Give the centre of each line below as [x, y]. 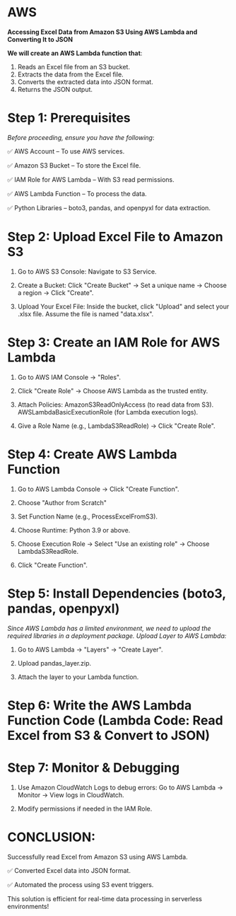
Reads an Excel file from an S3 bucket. [74, 66]
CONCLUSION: [52, 837]
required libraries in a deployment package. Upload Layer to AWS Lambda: [117, 636]
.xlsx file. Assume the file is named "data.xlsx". [85, 314]
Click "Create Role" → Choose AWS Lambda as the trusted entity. [113, 390]
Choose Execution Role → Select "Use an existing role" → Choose [113, 544]
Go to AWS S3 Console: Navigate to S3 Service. [87, 271]
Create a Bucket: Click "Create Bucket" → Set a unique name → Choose [122, 285]
